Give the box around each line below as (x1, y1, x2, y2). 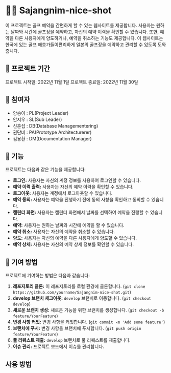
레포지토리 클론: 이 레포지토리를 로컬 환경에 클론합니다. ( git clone (12, 283, 145, 289)
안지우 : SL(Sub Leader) (12, 116, 62, 122)
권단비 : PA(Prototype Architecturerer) (12, 129, 92, 135)
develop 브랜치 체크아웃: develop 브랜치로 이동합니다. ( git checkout (12, 295, 152, 301)
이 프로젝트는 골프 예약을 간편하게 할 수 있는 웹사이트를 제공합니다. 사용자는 (5, 22, 155, 28)
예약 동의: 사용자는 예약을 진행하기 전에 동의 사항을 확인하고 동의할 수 (12, 197, 151, 203)
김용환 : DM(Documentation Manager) (12, 135, 92, 141)
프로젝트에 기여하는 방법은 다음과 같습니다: (5, 273, 90, 279)
